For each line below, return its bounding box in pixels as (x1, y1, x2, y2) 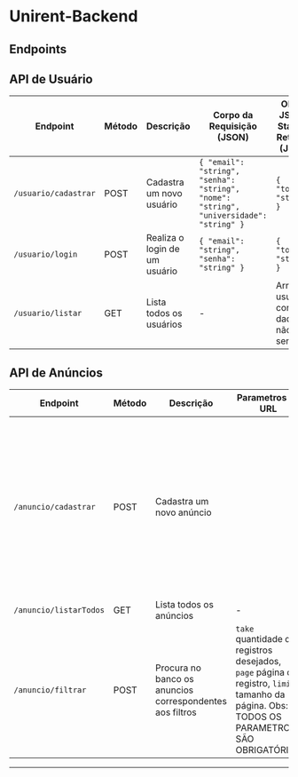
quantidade (235, 633, 284, 646)
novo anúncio (154, 506, 212, 519)
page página (235, 666, 286, 678)
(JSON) (216, 131, 250, 144)
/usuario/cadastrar (13, 188, 96, 199)
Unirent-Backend (9, 6, 138, 27)
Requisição (208, 120, 257, 132)
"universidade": (199, 210, 268, 221)
